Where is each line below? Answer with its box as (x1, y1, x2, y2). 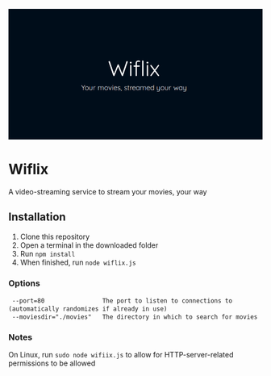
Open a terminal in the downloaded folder (19, 240, 159, 250)
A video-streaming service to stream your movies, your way (8, 186, 207, 196)
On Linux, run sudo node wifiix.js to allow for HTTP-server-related (8, 350, 234, 360)
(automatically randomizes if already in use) (8, 305, 168, 313)
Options (8, 278, 40, 289)
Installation (8, 211, 66, 224)
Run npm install (19, 249, 76, 258)
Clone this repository (19, 232, 90, 241)
